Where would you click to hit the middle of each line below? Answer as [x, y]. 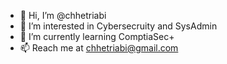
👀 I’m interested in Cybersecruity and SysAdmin [118, 26]
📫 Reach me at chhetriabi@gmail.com [99, 48]
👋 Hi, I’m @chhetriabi [63, 15]
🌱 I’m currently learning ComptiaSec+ [97, 36]
